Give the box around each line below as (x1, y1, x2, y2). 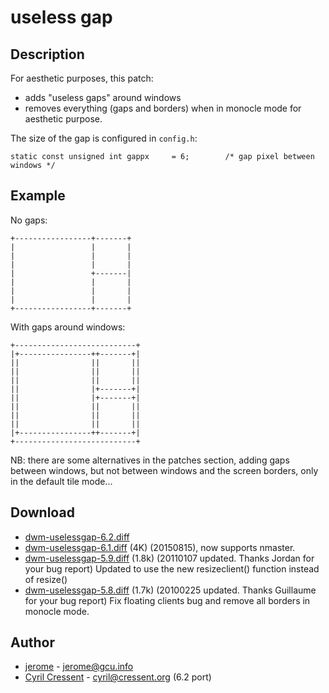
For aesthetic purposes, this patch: (10, 72, 154, 84)
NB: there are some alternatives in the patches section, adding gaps (10, 454, 290, 466)
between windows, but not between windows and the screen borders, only (10, 464, 319, 476)
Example (10, 187, 66, 205)
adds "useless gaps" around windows (24, 92, 182, 103)
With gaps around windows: (10, 321, 126, 333)
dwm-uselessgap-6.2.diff (24, 531, 130, 543)
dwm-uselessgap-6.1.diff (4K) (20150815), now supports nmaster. (24, 541, 296, 553)
